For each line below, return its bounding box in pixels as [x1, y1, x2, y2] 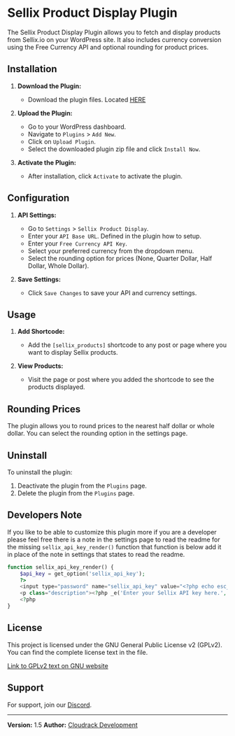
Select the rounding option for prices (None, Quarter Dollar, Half [27, 254, 213, 262]
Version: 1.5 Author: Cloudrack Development [7, 721, 138, 729]
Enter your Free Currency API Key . [27, 239, 127, 248]
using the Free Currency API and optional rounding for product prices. [7, 43, 209, 51]
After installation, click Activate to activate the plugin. [27, 171, 183, 180]
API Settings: [17, 211, 57, 219]
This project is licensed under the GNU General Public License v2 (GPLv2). [7, 640, 222, 649]
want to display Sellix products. [27, 348, 118, 357]
